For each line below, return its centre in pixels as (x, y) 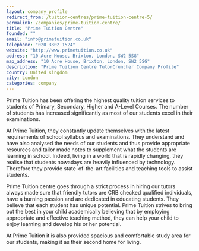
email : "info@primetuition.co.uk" (49, 39)
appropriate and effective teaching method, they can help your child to (93, 218)
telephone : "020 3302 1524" (41, 45)
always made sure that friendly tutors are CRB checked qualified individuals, (99, 193)
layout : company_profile (37, 12)
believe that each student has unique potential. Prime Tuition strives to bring (99, 205)
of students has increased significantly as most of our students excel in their (99, 113)
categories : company (32, 84)
